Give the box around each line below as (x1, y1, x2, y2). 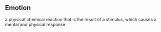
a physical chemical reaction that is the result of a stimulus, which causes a (5, 16, 157, 22)
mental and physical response (5, 21, 66, 27)
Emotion (5, 4, 31, 12)
